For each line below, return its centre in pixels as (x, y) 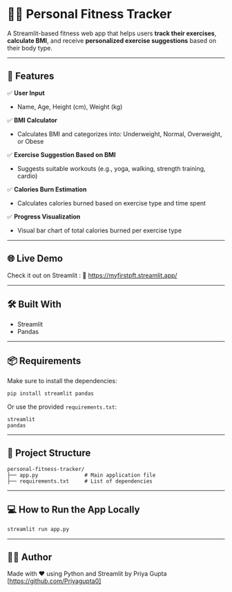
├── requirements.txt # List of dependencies (80, 481)
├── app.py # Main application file (81, 475)
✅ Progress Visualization (44, 216)
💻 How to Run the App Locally (74, 510)
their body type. (30, 48)
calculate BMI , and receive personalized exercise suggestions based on (112, 40)
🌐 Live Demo (35, 259)
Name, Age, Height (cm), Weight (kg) (70, 107)
